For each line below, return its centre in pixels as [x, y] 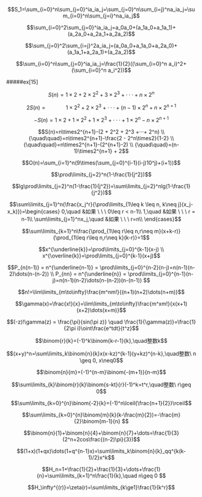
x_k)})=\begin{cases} [33, 211]
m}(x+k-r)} [167, 231]
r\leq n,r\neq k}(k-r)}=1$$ [118, 237]
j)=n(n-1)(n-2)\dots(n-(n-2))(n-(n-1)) [97, 280]
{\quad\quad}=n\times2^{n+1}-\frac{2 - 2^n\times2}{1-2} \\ [101, 138]
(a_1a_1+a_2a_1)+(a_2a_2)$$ [101, 52]
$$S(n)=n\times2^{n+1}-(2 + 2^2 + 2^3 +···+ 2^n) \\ [101, 132]
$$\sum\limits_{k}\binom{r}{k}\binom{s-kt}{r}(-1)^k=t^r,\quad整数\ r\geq [101, 385]
